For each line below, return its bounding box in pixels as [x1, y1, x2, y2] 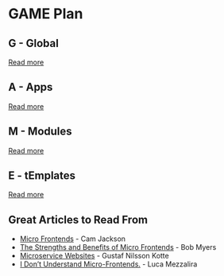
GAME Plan [8, 5, 83, 23]
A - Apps [8, 80, 53, 94]
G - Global [8, 37, 60, 50]
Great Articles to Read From [8, 212, 149, 227]
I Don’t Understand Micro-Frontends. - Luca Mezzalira [19, 259, 198, 269]
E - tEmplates [8, 169, 76, 183]
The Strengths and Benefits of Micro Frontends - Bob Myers [19, 243, 217, 252]
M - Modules [8, 125, 73, 138]
